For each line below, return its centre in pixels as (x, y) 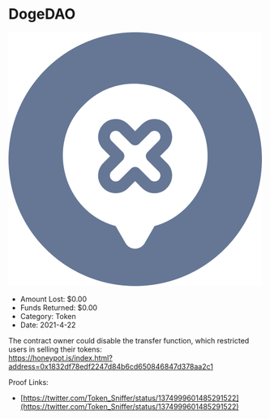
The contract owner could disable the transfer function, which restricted (129, 340)
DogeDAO (42, 14)
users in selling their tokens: (56, 349)
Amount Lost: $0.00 (54, 299)
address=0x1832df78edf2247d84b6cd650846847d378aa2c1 (111, 366)
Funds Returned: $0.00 (59, 307)
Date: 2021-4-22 (48, 325)
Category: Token (48, 316)
